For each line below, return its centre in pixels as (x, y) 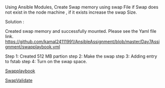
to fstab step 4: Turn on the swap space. (46, 61)
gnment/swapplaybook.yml (33, 47)
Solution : (15, 22)
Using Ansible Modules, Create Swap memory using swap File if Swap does (82, 7)
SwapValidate (19, 80)
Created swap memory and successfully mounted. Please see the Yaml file (81, 31)
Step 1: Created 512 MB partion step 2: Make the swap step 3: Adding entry (81, 56)
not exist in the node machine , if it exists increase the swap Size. (71, 12)
